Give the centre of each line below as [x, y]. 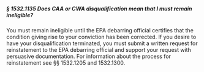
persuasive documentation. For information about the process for [89, 56]
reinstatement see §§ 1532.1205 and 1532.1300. [66, 63]
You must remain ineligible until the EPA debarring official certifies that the [100, 30]
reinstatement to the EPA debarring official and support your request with [99, 49]
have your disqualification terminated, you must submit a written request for [102, 43]
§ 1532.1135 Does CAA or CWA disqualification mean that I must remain [99, 9]
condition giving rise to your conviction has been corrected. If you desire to [101, 37]
